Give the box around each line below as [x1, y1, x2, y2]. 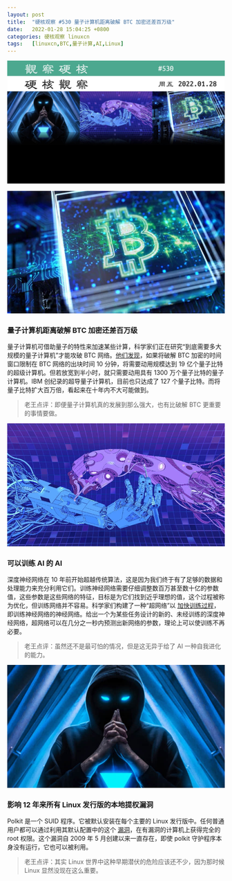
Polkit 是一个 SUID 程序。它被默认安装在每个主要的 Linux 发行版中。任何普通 [7, 817, 224, 826]
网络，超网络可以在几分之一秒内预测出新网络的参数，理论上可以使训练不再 [12, 619, 225, 627]
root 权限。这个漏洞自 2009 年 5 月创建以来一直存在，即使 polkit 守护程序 [7, 835, 216, 843]
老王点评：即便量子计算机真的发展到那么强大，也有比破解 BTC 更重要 [23, 400, 221, 409]
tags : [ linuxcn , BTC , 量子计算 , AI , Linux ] [7, 40, 124, 48]
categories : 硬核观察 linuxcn [7, 33, 90, 40]
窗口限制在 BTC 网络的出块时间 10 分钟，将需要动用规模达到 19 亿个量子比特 [7, 360, 223, 368]
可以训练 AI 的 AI [7, 558, 63, 568]
